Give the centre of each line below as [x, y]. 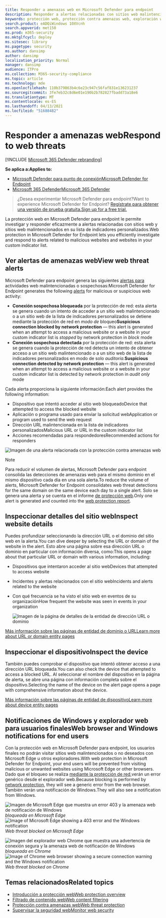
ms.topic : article [24, 79]
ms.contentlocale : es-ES [31, 102]
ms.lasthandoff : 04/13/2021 [34, 106]
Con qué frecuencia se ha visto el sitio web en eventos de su [74, 596]
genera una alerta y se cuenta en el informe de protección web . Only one [79, 496]
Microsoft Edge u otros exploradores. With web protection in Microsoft [76, 758]
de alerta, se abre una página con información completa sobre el [71, 680]
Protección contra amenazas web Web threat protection [68, 905]
